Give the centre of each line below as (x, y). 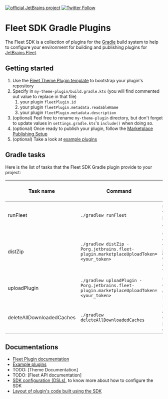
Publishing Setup (30, 134)
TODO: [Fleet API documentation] (47, 375)
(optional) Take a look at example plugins (55, 139)
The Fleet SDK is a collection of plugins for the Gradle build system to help (82, 42)
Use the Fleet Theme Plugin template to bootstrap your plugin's (78, 80)
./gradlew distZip (102, 244)
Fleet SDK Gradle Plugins (58, 28)
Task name (41, 191)
